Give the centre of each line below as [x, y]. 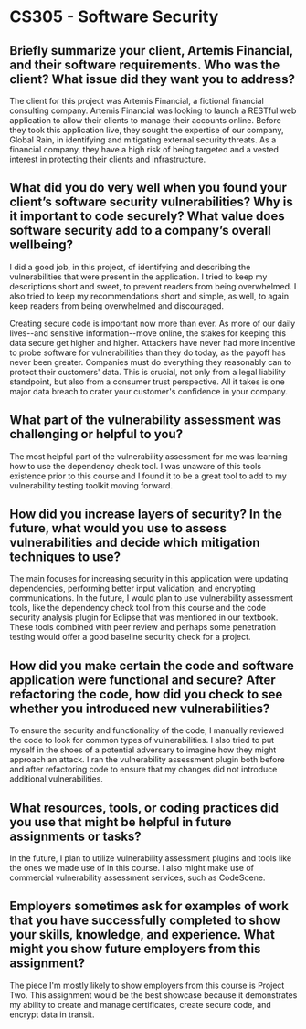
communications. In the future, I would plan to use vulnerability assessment [152, 598]
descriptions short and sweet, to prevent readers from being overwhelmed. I [153, 286]
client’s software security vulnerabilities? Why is [152, 202]
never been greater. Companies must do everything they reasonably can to [151, 362]
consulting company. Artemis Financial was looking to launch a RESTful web [153, 110]
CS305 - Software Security [114, 17]
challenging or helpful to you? [96, 434]
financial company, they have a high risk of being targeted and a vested [144, 149]
